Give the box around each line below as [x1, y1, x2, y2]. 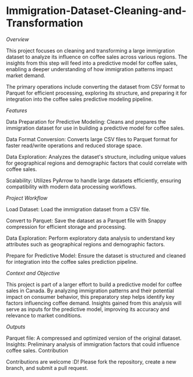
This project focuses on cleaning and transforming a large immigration [6, 47, 175, 54]
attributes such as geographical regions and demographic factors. [6, 240, 165, 247]
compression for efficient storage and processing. [6, 223, 127, 230]
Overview [6, 36, 29, 43]
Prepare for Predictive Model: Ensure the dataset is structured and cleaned [6, 252, 186, 259]
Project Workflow [6, 194, 48, 201]
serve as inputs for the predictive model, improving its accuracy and [6, 305, 170, 313]
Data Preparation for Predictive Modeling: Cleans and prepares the [6, 118, 166, 125]
